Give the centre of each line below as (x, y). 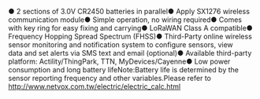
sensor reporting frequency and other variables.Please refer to (110, 78)
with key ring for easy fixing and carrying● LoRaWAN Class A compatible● (131, 28)
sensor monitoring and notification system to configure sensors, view (121, 45)
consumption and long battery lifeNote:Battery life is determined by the (123, 70)
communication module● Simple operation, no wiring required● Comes (125, 20)
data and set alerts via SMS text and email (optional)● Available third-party (130, 53)
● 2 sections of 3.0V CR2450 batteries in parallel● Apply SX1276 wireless (129, 11)
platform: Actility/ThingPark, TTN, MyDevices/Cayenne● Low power (119, 61)
